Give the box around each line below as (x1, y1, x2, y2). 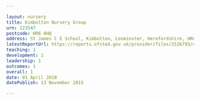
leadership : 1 (6, 57, 42, 64)
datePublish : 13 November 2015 (6, 80, 84, 86)
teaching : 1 (6, 47, 36, 53)
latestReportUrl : (6, 41, 49, 47)
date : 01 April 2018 (6, 75, 58, 80)
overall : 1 (6, 69, 33, 75)
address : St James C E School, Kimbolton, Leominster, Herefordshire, (6, 36, 185, 42)
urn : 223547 (6, 25, 36, 31)
